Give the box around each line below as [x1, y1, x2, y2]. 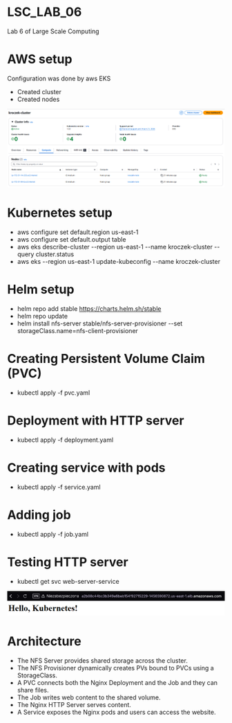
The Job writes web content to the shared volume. [17, 693, 161, 702]
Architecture [7, 633, 81, 649]
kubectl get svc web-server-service [17, 577, 119, 585]
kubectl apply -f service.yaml [17, 483, 101, 491]
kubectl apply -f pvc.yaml [17, 389, 90, 397]
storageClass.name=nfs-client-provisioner [17, 327, 138, 335]
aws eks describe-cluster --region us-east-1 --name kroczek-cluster [17, 243, 213, 251]
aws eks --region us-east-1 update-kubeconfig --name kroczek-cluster [17, 258, 221, 266]
